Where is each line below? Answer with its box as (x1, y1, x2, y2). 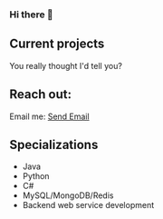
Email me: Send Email (9, 111, 90, 122)
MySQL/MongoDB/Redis (22, 190, 114, 201)
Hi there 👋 (9, 8, 54, 21)
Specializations (9, 136, 99, 153)
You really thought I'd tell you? (9, 60, 122, 71)
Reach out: (9, 86, 72, 103)
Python (22, 171, 50, 182)
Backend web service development (22, 200, 155, 211)
